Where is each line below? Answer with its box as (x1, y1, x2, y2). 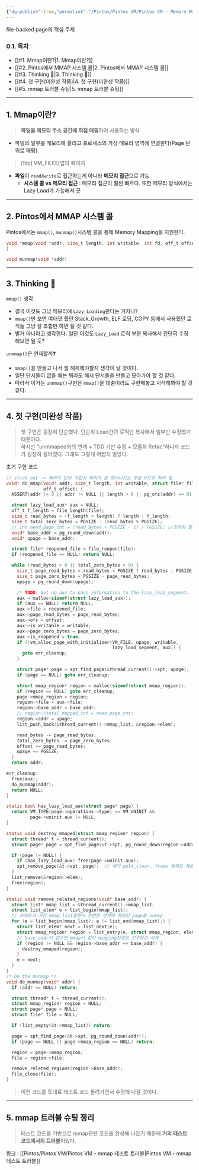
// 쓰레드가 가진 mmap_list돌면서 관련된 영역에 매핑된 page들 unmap (11, 913, 163, 919)
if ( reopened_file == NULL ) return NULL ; (11, 552, 115, 558)
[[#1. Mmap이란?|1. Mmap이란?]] (14, 56, 93, 64)
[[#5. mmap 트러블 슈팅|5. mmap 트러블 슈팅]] (14, 85, 124, 92)
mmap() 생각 (6, 295, 34, 302)
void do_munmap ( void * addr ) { (6, 979, 81, 985)
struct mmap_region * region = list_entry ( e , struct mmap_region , (17, 929, 182, 935)
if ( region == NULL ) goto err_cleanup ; (17, 688, 115, 694)
